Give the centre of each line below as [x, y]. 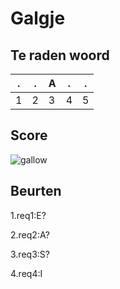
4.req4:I [26, 273]
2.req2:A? [30, 234]
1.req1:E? [28, 215]
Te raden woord [60, 55]
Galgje [38, 18]
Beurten [36, 191]
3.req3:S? [30, 254]
